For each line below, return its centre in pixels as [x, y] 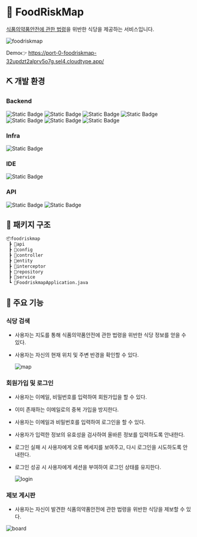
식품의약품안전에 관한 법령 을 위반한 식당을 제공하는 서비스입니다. [80, 29]
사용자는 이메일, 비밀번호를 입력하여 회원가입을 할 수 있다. [81, 397]
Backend [19, 101]
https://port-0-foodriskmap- [63, 53]
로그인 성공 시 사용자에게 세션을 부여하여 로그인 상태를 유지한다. [88, 467]
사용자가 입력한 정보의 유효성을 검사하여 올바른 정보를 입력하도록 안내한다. [100, 435]
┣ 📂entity [21, 261]
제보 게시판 [21, 496]
